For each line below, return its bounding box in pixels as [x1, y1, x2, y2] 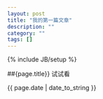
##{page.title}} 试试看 [7, 70, 70, 78]
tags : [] [7, 36, 33, 43]
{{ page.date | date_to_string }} [7, 84, 97, 92]
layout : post [7, 10, 46, 17]
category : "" [7, 29, 46, 37]
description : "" [7, 23, 55, 30]
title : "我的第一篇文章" [7, 17, 72, 24]
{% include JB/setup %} [7, 55, 77, 63]
